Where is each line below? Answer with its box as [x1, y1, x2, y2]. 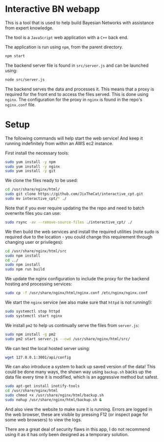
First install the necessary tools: [5, 150, 70, 156]
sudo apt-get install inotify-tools [5, 383, 80, 389]
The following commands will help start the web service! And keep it [5, 135, 143, 141]
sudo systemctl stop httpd [5, 309, 60, 314]
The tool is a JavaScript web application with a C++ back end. [5, 34, 129, 40]
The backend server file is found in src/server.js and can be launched [5, 62, 149, 68]
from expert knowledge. [5, 25, 54, 30]
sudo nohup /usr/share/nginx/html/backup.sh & [5, 397, 102, 402]
